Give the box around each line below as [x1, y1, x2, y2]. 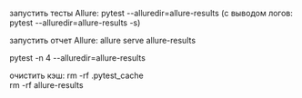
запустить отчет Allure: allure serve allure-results [9, 35, 196, 45]
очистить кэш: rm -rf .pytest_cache [9, 70, 144, 81]
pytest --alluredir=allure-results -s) [9, 17, 141, 28]
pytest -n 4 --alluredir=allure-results [9, 53, 146, 63]
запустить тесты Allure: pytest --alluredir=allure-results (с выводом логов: [9, 8, 294, 18]
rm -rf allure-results [9, 80, 84, 90]
